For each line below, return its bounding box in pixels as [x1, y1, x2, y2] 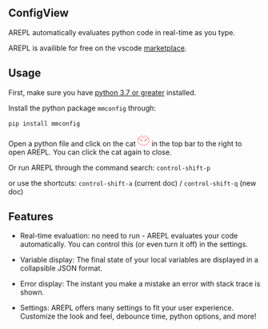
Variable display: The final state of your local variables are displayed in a [19, 255, 258, 265]
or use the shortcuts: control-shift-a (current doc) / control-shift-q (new [8, 178, 257, 187]
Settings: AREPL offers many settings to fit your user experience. [19, 303, 234, 313]
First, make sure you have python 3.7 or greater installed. [8, 87, 197, 97]
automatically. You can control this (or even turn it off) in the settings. [19, 239, 248, 249]
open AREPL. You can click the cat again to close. [8, 147, 172, 157]
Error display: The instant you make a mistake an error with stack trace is [19, 279, 261, 289]
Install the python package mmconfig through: [8, 103, 156, 113]
